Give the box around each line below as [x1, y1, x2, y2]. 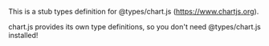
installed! [8, 31, 39, 40]
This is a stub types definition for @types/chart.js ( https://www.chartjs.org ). [8, 7, 259, 16]
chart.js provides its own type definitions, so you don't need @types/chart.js [8, 22, 261, 31]
